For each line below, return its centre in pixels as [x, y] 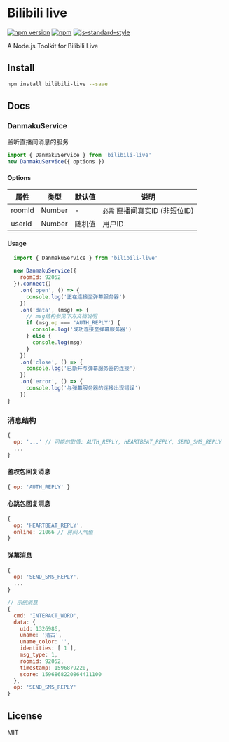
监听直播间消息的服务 [38, 142]
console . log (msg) [57, 342]
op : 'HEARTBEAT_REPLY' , [48, 525]
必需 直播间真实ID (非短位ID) [148, 211]
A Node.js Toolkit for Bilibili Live [53, 46]
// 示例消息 [23, 603]
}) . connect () [33, 284]
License [25, 716]
